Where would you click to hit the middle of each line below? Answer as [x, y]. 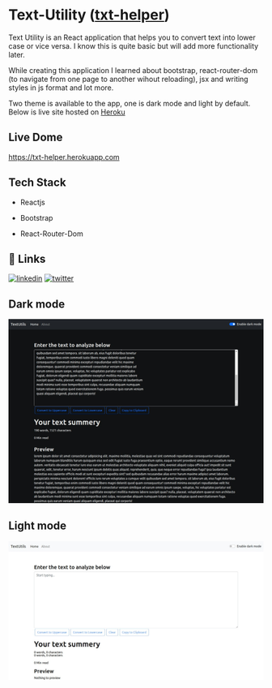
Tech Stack [37, 183]
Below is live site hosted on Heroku [67, 112]
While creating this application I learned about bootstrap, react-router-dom [133, 70]
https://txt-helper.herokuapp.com [64, 157]
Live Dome [36, 138]
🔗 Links [27, 258]
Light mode [38, 526]
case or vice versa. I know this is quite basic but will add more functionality [134, 45]
